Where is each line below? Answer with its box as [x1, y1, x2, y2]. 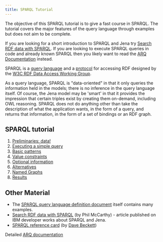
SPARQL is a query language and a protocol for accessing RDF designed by [5, 65, 157, 71]
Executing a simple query [12, 143, 63, 149]
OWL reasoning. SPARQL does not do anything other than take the [5, 101, 138, 106]
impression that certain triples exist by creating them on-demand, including [5, 96, 156, 101]
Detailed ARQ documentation [5, 232, 63, 238]
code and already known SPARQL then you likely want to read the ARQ [5, 51, 147, 57]
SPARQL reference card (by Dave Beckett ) [12, 222, 97, 228]
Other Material [5, 188, 50, 197]
